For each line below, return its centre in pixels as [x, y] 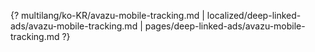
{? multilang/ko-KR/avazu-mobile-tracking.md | [107, 15]
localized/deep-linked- [254, 15]
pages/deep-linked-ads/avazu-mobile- [225, 26]
